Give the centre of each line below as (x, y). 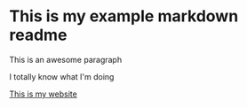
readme (38, 35)
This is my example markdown (124, 16)
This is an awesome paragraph (66, 59)
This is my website (43, 94)
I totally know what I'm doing (62, 76)
